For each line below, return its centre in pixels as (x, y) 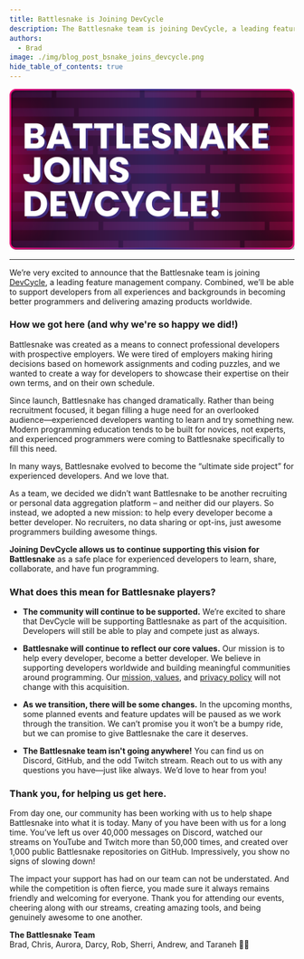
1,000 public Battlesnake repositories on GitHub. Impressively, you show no (150, 852)
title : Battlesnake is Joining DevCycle (87, 19)
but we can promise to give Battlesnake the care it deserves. (135, 734)
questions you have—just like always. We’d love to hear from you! (144, 771)
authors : (26, 38)
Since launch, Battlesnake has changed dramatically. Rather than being (142, 400)
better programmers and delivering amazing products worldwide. (131, 301)
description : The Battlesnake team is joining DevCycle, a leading (139, 29)
